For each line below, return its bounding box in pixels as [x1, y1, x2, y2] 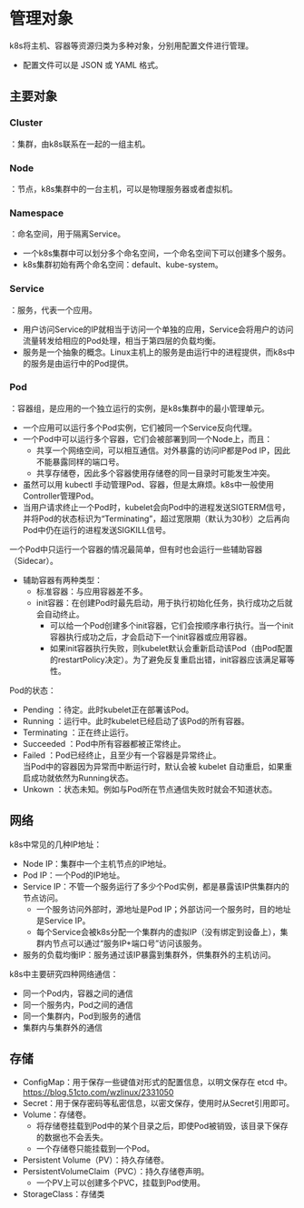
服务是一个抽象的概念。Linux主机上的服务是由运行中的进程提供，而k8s [22, 347, 288, 357]
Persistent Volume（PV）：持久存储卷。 [22, 1154, 170, 1165]
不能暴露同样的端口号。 [35, 456, 124, 467]
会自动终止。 [35, 609, 84, 619]
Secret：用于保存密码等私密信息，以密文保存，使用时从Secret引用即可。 [22, 1098, 295, 1109]
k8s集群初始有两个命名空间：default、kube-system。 [22, 259, 224, 270]
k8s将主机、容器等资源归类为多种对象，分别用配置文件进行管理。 [9, 40, 254, 51]
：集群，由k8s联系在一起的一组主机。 [9, 138, 151, 149]
